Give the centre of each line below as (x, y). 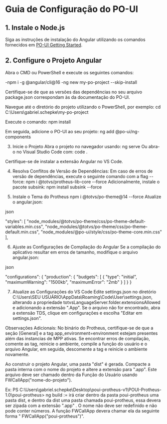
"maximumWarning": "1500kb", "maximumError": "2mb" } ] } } (69, 282)
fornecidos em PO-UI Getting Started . (44, 45)
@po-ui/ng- (127, 131)
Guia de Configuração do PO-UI (72, 9)
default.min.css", (22, 232)
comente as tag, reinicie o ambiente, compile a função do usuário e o (76, 344)
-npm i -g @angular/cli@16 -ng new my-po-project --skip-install (71, 82)
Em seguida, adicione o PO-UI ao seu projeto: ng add (60, 131)
